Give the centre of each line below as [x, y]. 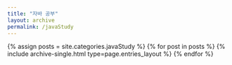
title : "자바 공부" [33, 14]
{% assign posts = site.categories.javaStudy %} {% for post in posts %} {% [116, 47]
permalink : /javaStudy [40, 27]
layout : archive [31, 20]
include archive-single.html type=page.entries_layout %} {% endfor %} [110, 54]
